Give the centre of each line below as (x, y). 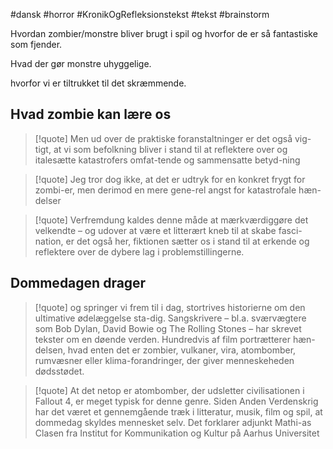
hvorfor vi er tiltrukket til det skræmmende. (98, 83)
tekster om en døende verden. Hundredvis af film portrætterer (163, 339)
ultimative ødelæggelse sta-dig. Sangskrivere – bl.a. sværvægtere (170, 318)
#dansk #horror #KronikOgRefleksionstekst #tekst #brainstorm (140, 14)
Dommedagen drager (78, 283)
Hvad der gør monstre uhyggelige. (81, 63)
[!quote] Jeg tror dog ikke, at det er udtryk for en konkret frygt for (170, 179)
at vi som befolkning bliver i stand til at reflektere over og (170, 149)
